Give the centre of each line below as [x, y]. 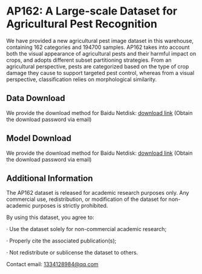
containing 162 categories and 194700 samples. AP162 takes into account [98, 47]
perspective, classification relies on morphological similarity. [82, 79]
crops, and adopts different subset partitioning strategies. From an [89, 60]
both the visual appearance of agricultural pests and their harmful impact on [101, 53]
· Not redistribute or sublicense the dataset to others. [72, 253]
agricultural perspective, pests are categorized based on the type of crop [98, 66]
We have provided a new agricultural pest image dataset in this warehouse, [100, 41]
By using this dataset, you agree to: [50, 217]
